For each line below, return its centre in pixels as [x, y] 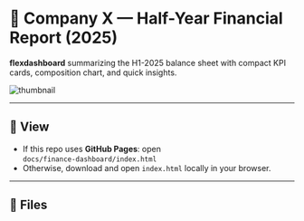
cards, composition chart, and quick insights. [93, 72]
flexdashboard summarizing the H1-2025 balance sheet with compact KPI [148, 62]
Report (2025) [64, 38]
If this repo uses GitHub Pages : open [91, 149]
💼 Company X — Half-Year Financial [146, 19]
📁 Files [28, 205]
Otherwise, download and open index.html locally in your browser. [147, 168]
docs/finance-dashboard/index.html [90, 159]
